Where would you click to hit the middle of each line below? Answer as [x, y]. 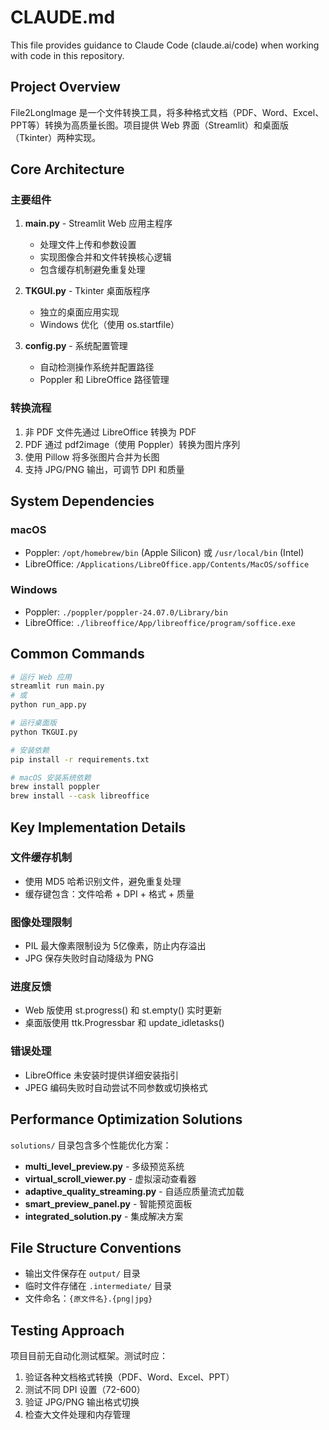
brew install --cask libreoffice [80, 796]
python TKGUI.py [44, 732]
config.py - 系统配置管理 [76, 346]
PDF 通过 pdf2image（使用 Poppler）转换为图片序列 [132, 444]
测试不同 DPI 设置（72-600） [85, 1390]
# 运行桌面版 [33, 723]
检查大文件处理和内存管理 [77, 1415]
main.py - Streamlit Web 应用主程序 [98, 223]
